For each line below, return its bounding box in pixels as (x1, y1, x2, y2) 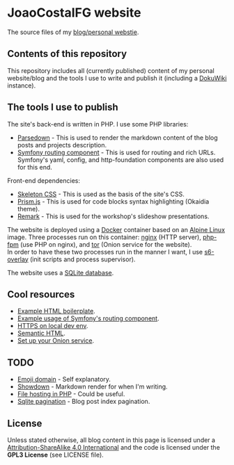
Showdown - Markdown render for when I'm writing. (17, 382, 169, 391)
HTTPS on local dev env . (17, 322, 88, 330)
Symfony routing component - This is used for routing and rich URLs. (17, 148, 216, 156)
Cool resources (7, 288, 75, 300)
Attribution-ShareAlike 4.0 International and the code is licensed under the (7, 443, 221, 451)
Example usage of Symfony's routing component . (17, 314, 159, 323)
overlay (7, 255, 29, 263)
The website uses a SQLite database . (7, 268, 114, 277)
